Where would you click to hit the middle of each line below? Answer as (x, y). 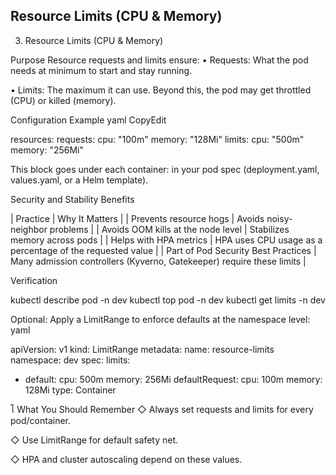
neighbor (29, 229)
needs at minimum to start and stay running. (101, 70)
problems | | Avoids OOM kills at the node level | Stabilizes (169, 229)
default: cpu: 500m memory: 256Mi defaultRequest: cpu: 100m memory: (173, 379)
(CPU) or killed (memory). (63, 100)
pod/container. (41, 420)
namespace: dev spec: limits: (70, 360)
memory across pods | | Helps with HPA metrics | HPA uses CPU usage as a (166, 240)
